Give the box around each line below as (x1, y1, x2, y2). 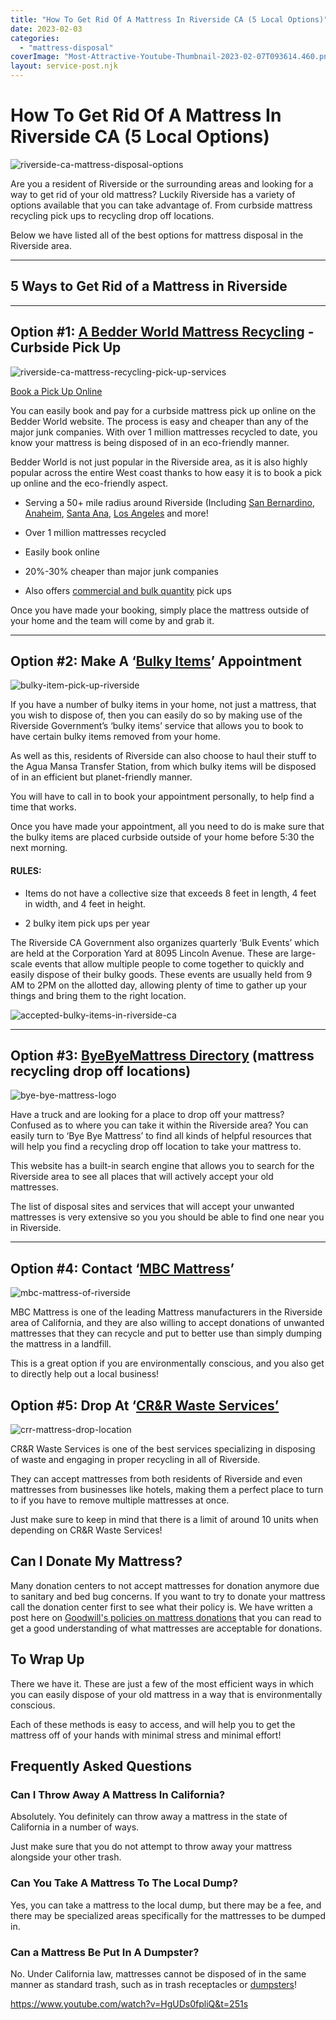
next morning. (10, 842, 68, 854)
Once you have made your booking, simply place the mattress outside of (10, 604, 310, 616)
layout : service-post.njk (10, 61, 118, 71)
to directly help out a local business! (10, 1368, 160, 1380)
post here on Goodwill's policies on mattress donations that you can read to (10, 1611, 322, 1623)
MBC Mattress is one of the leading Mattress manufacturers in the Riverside (10, 1306, 323, 1318)
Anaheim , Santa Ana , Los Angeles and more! (24, 507, 209, 519)
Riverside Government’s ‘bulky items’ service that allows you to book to (10, 720, 304, 732)
